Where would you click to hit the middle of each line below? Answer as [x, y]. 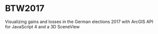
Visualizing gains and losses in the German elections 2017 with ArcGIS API [79, 22]
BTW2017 [25, 8]
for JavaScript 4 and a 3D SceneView [42, 26]
